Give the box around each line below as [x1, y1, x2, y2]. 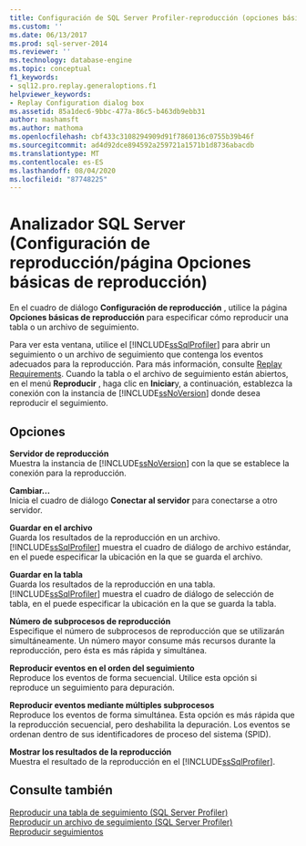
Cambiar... [9, 486, 50, 496]
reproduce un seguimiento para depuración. [9, 682, 175, 693]
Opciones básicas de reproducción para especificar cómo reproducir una [9, 312, 289, 323]
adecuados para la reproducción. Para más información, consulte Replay [9, 359, 282, 370]
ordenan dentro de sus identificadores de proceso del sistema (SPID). [9, 729, 271, 739]
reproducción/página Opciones [9, 253, 252, 274]
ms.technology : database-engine [9, 56, 132, 65]
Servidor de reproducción [9, 448, 109, 459]
